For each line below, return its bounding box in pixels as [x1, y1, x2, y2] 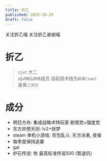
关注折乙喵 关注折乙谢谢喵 [5, 32, 60, 38]
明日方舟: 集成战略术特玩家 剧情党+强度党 [12, 119, 100, 125]
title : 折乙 [5, 7, 29, 13]
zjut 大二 [17, 69, 38, 75]
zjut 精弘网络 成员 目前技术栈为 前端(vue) [17, 75, 97, 82]
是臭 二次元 [17, 82, 39, 88]
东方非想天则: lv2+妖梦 [12, 126, 61, 132]
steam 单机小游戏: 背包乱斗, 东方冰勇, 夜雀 [12, 132, 102, 138]
